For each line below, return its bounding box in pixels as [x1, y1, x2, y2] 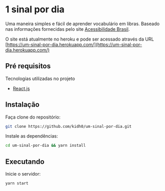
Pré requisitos [5, 62, 51, 70]
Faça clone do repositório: [5, 114, 60, 120]
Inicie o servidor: [5, 171, 41, 177]
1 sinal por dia [5, 4, 65, 15]
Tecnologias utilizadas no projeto [5, 75, 75, 82]
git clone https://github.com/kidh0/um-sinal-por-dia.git [5, 124, 132, 129]
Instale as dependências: [5, 133, 58, 139]
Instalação [5, 100, 40, 109]
